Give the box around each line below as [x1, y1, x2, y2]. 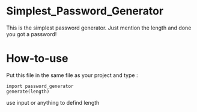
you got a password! [6, 30, 57, 37]
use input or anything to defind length [6, 99, 100, 106]
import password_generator [6, 83, 74, 89]
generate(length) [6, 89, 50, 95]
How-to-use [6, 52, 68, 66]
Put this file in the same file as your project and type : [6, 71, 138, 79]
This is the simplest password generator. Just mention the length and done [6, 24, 192, 31]
